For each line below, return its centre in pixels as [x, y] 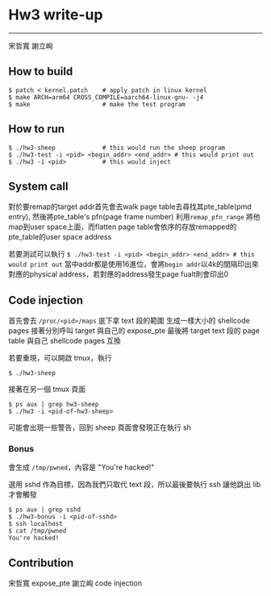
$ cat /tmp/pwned [38, 531]
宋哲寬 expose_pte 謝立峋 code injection [75, 583]
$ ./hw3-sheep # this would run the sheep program [117, 148]
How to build [41, 71]
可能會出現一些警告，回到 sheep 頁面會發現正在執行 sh [100, 427]
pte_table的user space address [60, 237]
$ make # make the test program [97, 104]
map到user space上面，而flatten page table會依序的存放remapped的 [123, 227]
